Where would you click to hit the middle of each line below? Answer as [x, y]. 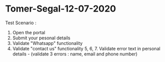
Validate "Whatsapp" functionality [48, 43]
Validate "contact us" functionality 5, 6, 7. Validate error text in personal [86, 48]
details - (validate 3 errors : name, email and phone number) [75, 54]
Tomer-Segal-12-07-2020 [61, 9]
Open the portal [29, 32]
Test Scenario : [21, 23]
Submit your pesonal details [41, 38]
